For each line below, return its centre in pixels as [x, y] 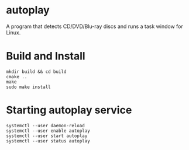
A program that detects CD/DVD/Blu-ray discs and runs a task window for [94, 26]
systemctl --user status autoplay [48, 141]
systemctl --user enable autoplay [48, 131]
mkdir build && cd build [36, 71]
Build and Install [46, 56]
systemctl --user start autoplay [47, 136]
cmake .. [17, 76]
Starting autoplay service [69, 110]
